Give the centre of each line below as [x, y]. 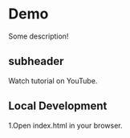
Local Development [58, 106]
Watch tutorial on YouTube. [53, 80]
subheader [36, 61]
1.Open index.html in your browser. [65, 125]
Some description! [39, 36]
